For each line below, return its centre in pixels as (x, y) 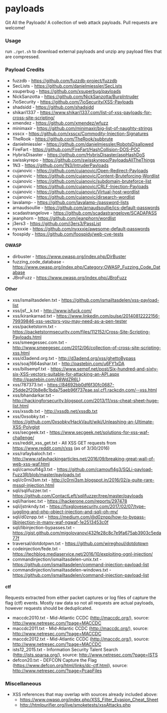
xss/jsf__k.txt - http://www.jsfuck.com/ (52, 310)
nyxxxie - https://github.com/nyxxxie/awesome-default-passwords (81, 229)
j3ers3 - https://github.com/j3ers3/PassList (56, 223)
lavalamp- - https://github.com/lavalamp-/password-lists (71, 202)
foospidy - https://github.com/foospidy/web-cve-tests (68, 234)
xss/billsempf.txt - (31, 368)
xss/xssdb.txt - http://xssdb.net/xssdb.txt (55, 411)
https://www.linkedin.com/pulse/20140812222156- (108, 316)
